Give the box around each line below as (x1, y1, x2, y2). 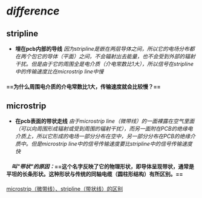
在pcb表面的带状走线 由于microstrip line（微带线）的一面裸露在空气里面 (15, 117, 195, 125)
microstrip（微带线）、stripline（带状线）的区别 (6, 185, 123, 192)
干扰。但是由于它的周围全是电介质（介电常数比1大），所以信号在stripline (15, 61, 194, 67)
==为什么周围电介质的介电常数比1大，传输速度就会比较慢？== (6, 83, 161, 90)
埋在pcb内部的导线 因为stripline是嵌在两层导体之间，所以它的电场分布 (15, 45, 190, 52)
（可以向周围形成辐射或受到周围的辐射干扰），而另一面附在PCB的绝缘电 (15, 125, 194, 133)
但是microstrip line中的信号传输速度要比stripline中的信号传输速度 (31, 140, 192, 148)
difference (6, 4, 60, 18)
